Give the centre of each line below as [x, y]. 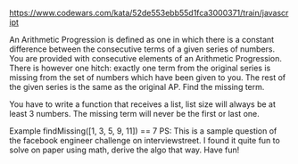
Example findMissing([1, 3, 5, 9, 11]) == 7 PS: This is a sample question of [143, 131]
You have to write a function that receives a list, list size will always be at [143, 104]
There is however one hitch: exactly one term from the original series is [140, 68]
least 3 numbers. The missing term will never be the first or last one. [135, 114]
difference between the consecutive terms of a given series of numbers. [142, 49]
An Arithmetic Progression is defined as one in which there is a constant [142, 40]
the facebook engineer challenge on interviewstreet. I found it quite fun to [145, 140]
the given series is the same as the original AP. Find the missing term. [137, 87]
